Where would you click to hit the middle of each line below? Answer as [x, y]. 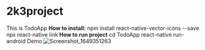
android [16, 41]
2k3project [35, 11]
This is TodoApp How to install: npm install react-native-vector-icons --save [103, 28]
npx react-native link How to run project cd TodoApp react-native [89, 34]
